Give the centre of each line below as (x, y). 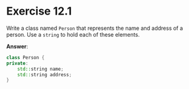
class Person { (26, 57)
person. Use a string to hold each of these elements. (73, 34)
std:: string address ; (44, 74)
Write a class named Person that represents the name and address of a (95, 28)
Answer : (17, 46)
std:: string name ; (40, 69)
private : (17, 63)
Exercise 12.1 (39, 11)
